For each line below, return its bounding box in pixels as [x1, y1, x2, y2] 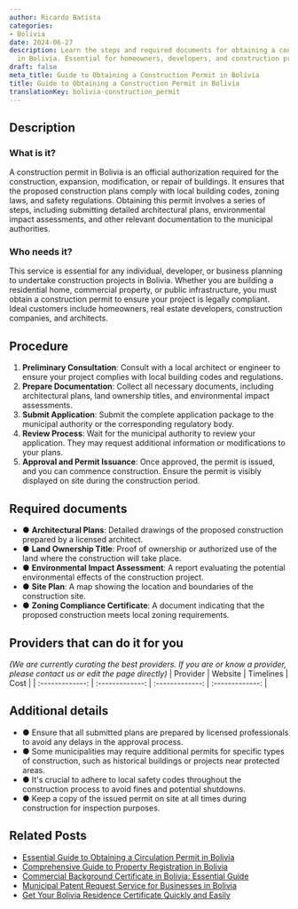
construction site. [21, 591, 86, 602]
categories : [9, 21, 53, 30]
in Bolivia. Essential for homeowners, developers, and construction [17, 54, 279, 63]
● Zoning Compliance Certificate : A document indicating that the [21, 600, 265, 611]
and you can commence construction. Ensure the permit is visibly [21, 466, 262, 477]
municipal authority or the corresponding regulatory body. [21, 419, 235, 430]
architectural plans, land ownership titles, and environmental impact [21, 391, 271, 401]
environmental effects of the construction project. [21, 572, 204, 582]
